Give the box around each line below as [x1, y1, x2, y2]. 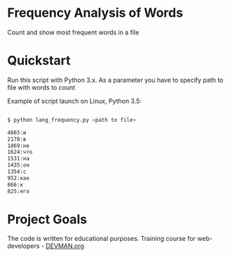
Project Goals [7, 211, 88, 227]
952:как [7, 174, 30, 181]
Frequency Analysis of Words [7, 5, 184, 21]
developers [7, 242, 40, 250]
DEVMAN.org [45, 242, 84, 250]
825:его [7, 188, 30, 195]
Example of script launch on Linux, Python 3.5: [7, 97, 142, 105]
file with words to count [7, 83, 76, 92]
